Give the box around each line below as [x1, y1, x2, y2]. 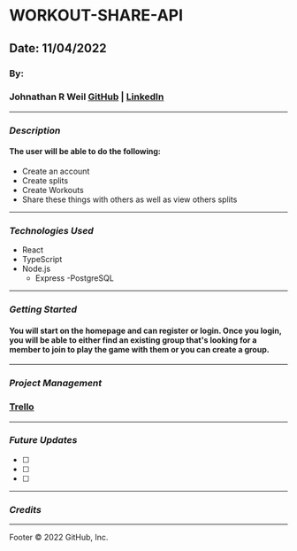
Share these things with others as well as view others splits [21, 194, 238, 205]
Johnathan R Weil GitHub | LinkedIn [9, 90, 164, 103]
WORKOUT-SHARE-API [9, 5, 184, 26]
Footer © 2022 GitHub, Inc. [9, 532, 109, 543]
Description [9, 124, 61, 136]
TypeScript [21, 254, 63, 265]
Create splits [21, 175, 69, 186]
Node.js [21, 263, 51, 275]
